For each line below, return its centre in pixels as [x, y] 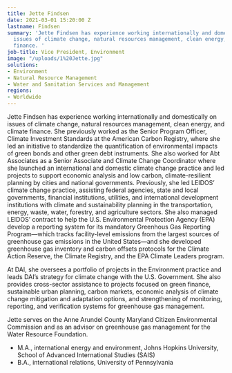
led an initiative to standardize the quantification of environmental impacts [113, 146]
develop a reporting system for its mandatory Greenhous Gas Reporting [109, 227]
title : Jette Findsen [38, 13]
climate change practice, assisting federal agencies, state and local [103, 190]
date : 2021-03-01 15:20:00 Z [49, 20]
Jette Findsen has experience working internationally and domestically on [112, 117]
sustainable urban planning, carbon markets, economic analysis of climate [113, 291]
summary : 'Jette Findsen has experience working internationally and [109, 33]
